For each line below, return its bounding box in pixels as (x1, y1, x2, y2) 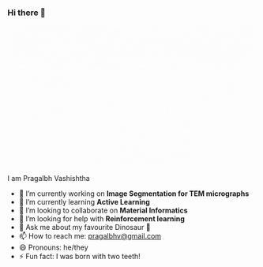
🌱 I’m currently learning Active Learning (18, 197, 151, 206)
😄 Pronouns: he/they (18, 243, 88, 252)
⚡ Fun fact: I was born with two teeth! (18, 251, 141, 261)
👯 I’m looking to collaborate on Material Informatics (18, 205, 188, 215)
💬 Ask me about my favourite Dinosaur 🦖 (18, 222, 151, 231)
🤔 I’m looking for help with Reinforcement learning (18, 213, 185, 224)
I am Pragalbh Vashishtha (7, 173, 90, 182)
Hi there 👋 (7, 7, 47, 18)
